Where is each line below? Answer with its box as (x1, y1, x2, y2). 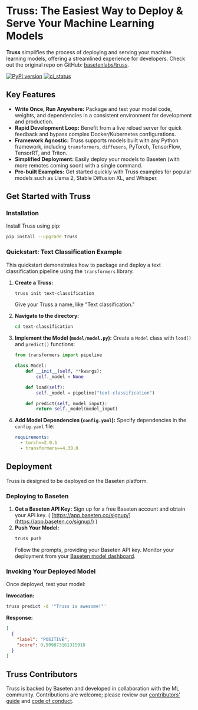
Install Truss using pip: (6, 222, 61, 229)
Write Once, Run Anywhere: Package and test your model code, (14, 105, 172, 113)
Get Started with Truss (6, 192, 91, 202)
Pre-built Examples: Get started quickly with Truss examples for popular (14, 168, 192, 175)
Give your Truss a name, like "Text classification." (14, 301, 135, 308)
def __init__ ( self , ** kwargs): (25, 369, 103, 374)
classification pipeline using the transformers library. (6, 267, 134, 275)
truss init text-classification (14, 290, 94, 296)
